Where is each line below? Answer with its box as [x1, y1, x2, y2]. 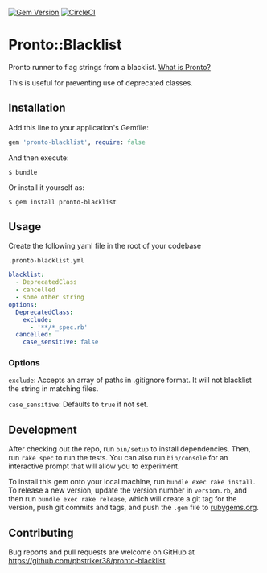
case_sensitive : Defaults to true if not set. [8, 399, 149, 410]
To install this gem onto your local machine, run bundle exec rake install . [8, 477, 256, 487]
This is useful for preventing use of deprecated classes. [8, 77, 193, 88]
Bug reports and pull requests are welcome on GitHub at [8, 547, 195, 557]
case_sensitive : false [23, 338, 99, 346]
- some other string [15, 294, 84, 302]
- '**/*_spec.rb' [29, 323, 88, 332]
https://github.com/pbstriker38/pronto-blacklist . [8, 556, 167, 566]
